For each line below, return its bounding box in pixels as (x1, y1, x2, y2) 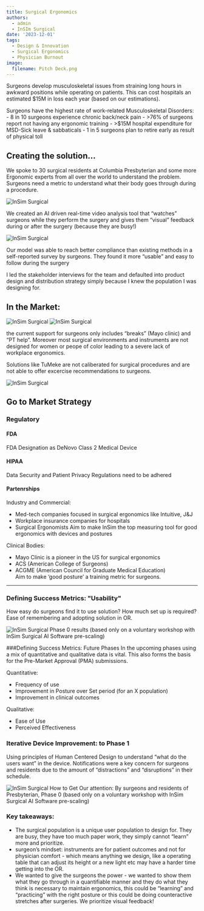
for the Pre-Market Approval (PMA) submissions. (6, 658, 129, 665)
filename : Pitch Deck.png (12, 65, 78, 72)
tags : (6, 37, 20, 43)
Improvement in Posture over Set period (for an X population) (15, 687, 168, 695)
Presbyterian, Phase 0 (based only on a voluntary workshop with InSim (6, 790, 184, 798)
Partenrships (6, 485, 40, 492)
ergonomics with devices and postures (15, 530, 112, 537)
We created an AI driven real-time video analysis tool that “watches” (6, 210, 177, 217)
